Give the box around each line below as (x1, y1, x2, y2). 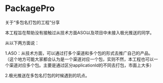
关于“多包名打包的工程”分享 (5, 19, 60, 25)
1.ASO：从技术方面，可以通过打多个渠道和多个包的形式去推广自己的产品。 (5, 50, 153, 56)
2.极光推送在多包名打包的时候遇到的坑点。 (5, 72, 90, 78)
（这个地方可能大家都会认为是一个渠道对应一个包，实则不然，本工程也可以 (5, 56, 154, 62)
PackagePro (5, 3, 55, 14)
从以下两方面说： (5, 40, 39, 46)
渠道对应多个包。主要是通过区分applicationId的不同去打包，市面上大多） (9, 62, 154, 68)
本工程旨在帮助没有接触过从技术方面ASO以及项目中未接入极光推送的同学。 (5, 29, 154, 35)
